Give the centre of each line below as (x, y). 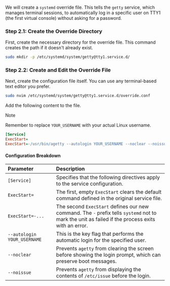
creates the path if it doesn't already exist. (49, 48)
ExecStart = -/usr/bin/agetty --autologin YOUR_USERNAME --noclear (75, 144)
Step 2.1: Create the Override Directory (54, 31)
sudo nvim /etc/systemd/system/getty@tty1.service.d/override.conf (78, 96)
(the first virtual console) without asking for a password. (64, 18)
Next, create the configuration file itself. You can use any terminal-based (81, 81)
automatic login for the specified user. (101, 240)
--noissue (19, 273)
